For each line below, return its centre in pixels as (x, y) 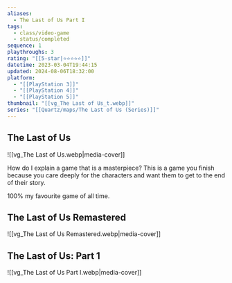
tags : (15, 26)
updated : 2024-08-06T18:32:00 (51, 71)
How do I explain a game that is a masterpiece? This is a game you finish (111, 168)
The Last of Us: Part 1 (54, 256)
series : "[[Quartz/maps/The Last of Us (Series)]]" (83, 110)
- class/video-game (42, 33)
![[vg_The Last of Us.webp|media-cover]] (66, 154)
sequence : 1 (24, 46)
